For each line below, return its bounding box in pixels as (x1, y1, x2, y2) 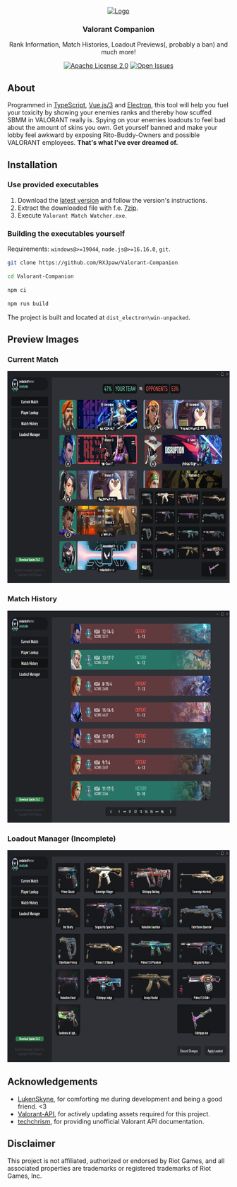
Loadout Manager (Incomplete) (7, 834, 116, 844)
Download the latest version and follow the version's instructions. (17, 196, 208, 204)
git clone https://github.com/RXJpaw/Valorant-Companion (7, 259, 178, 266)
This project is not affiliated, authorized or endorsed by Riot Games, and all (7, 1156, 225, 1165)
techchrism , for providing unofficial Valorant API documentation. (17, 1117, 205, 1126)
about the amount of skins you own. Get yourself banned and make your (7, 124, 218, 132)
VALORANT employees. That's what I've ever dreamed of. (7, 138, 178, 147)
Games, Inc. (7, 1171, 42, 1180)
